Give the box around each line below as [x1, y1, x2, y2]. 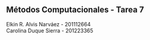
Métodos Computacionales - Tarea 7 [6, 5, 144, 15]
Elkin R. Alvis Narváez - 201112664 [6, 20, 91, 27]
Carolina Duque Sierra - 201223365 [6, 27, 93, 34]
